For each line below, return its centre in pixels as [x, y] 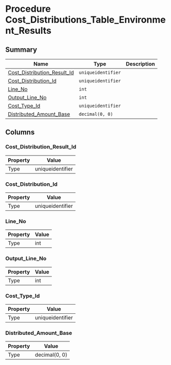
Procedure [28, 9]
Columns [20, 132]
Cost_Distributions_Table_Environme [85, 20]
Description [140, 64]
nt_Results [28, 31]
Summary [21, 49]
